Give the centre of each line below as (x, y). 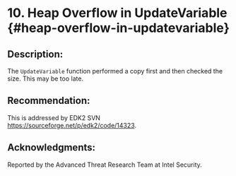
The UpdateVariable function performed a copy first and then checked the (115, 71)
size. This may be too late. (45, 78)
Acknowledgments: (52, 147)
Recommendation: (49, 101)
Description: (35, 54)
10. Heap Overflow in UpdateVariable (117, 13)
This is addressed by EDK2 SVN (54, 117)
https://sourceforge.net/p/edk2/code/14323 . (72, 125)
